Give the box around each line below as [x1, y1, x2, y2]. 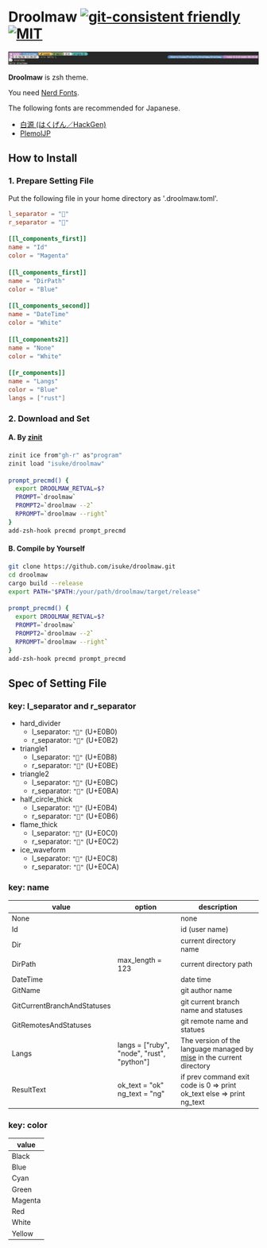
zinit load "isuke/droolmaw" [8, 459, 105, 468]
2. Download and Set [8, 413, 90, 424]
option [134, 902, 157, 911]
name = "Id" [8, 243, 48, 252]
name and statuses [180, 1005, 243, 1014]
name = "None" [8, 344, 56, 352]
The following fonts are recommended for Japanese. [8, 103, 180, 113]
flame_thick [19, 820, 58, 829]
